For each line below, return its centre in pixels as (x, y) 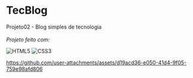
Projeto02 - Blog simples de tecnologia (54, 27)
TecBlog (27, 10)
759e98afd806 (24, 68)
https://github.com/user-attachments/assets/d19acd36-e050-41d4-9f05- (96, 63)
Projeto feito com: (28, 39)
